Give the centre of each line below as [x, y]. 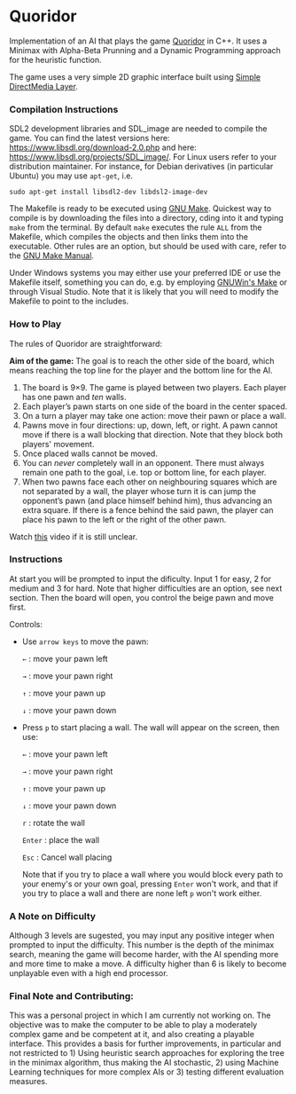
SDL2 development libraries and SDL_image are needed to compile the [138, 129]
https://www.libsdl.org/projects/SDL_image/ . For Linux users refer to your [143, 157]
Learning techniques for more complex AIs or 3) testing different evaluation [147, 1072]
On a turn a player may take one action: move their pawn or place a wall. [154, 415]
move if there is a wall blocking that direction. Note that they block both [152, 434]
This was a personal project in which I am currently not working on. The [140, 1015]
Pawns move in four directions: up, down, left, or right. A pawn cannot [150, 425]
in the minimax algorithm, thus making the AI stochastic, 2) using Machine [144, 1063]
